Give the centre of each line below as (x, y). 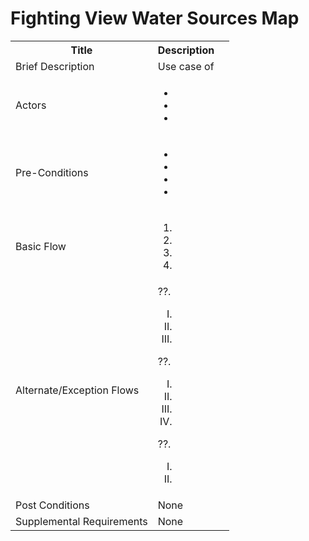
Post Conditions (52, 505)
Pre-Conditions (52, 172)
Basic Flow (41, 246)
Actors (31, 105)
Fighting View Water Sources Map (155, 18)
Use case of (186, 66)
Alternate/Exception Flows (77, 390)
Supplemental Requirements (81, 521)
